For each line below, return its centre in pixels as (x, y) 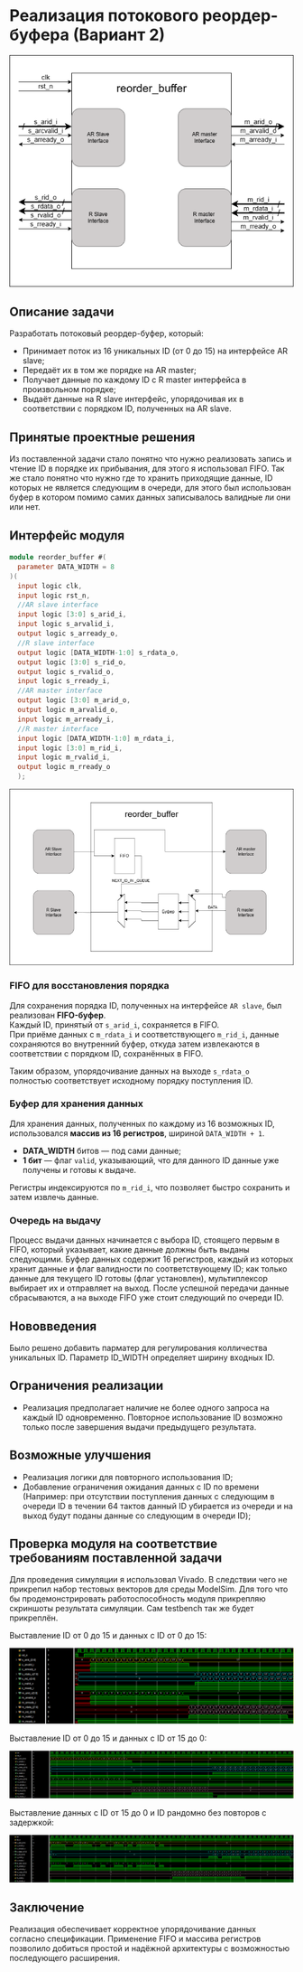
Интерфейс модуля (67, 535)
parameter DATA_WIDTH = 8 (66, 567)
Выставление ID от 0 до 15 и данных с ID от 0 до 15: (108, 1636)
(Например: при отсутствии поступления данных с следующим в (148, 1496)
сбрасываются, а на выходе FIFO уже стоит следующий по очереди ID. (147, 1298)
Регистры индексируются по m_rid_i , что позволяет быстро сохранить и (150, 1187)
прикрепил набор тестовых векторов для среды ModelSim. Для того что (149, 1589)
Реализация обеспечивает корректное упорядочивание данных (133, 1930)
